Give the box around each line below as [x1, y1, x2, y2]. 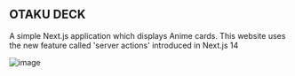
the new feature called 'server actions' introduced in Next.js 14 [9, 40, 239, 50]
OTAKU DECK [9, 7, 86, 22]
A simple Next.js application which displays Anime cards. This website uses [9, 30, 286, 41]
